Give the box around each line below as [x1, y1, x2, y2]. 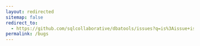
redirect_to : [5, 20, 38, 26]
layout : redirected [5, 8, 54, 15]
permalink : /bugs [5, 31, 49, 37]
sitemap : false [5, 14, 44, 20]
